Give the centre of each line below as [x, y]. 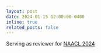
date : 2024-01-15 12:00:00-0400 [45, 17]
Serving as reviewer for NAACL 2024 [50, 44]
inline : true [22, 22]
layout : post [22, 11]
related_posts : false [32, 27]
